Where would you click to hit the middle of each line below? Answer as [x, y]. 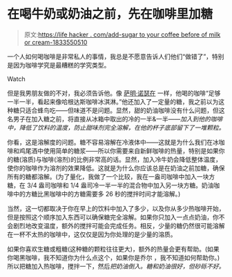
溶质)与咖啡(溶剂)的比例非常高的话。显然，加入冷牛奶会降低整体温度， [122, 159]
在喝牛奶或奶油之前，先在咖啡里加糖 [110, 14]
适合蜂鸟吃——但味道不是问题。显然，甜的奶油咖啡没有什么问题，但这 [125, 110]
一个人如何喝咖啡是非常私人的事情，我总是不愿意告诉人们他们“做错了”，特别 [116, 57]
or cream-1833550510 [56, 42]
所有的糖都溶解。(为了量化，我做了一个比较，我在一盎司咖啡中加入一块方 [111, 176]
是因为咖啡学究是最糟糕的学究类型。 [59, 65]
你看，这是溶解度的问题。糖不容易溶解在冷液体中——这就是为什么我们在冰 [113, 142]
